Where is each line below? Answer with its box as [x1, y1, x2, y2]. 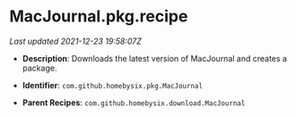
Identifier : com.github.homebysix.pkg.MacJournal [22, 79, 204, 90]
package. [22, 63, 57, 73]
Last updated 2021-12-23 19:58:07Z [9, 36, 142, 46]
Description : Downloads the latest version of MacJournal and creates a [22, 53, 287, 63]
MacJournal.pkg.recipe [9, 6, 188, 27]
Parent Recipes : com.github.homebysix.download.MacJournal [22, 96, 246, 108]
